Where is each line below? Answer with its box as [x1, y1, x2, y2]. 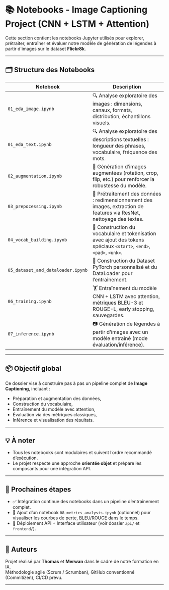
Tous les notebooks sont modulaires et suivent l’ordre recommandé [12, 450, 152, 456]
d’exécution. [12, 455, 38, 461]
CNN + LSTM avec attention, [92, 292, 160, 300]
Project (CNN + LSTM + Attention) [5, 18, 150, 30]
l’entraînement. [92, 276, 128, 283]
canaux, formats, [92, 107, 132, 114]
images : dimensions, [92, 100, 142, 107]
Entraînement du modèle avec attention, [12, 406, 96, 412]
